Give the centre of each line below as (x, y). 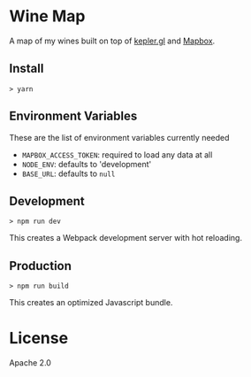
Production (41, 266)
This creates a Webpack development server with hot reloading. (126, 238)
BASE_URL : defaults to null (68, 173)
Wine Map (47, 16)
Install (27, 69)
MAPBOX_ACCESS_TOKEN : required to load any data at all (117, 154)
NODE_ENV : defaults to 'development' (87, 164)
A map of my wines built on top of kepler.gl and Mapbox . (112, 41)
